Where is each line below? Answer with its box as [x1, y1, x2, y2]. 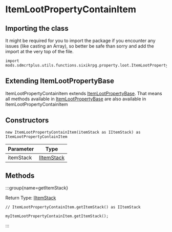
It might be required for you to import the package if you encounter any [5, 37, 156, 44]
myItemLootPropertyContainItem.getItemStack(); [5, 214, 109, 219]
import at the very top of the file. [5, 49, 74, 54]
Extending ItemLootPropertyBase [5, 77, 114, 86]
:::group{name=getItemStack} [5, 185, 69, 191]
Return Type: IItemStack [5, 195, 56, 201]
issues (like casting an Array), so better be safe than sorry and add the [5, 43, 155, 49]
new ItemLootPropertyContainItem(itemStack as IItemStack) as [5, 130, 141, 135]
